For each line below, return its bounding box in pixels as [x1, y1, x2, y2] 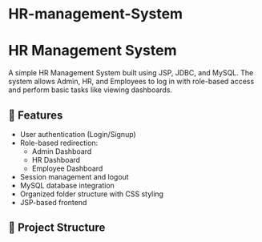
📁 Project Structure [8, 221, 106, 235]
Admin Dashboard [31, 146, 92, 156]
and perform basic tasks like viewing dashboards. [8, 85, 173, 95]
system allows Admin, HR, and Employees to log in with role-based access [8, 77, 255, 87]
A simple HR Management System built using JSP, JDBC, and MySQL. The [8, 68, 254, 78]
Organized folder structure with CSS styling [19, 189, 164, 199]
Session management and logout [19, 171, 130, 181]
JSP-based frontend [19, 197, 87, 207]
